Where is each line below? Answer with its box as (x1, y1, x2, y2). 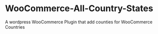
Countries (5, 24, 25, 30)
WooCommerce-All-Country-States (5, 3, 153, 14)
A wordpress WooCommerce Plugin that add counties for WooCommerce (5, 19, 153, 25)
